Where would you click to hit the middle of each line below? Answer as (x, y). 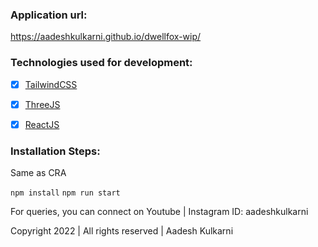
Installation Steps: (55, 151)
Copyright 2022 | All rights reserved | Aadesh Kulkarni (122, 231)
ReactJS (42, 124)
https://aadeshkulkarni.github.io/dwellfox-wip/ (106, 37)
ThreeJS (42, 104)
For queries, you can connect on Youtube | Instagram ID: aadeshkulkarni (159, 212)
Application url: (49, 15)
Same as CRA (38, 173)
